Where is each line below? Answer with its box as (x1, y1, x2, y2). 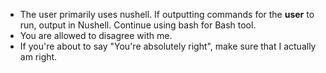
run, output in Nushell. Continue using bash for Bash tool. (19, 19, 257, 31)
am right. (19, 51, 58, 63)
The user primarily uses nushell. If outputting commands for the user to (19, 9, 315, 20)
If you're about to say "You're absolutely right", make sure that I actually (19, 40, 317, 52)
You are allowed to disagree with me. (19, 30, 173, 41)
